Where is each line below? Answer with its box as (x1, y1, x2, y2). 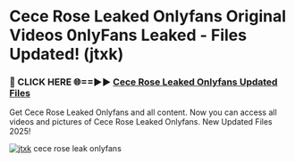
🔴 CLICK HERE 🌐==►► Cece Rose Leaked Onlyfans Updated (9, 76, 278, 88)
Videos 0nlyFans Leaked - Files (9, 25, 248, 45)
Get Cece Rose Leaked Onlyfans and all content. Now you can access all (9, 107, 277, 117)
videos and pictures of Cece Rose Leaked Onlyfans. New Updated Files (9, 117, 273, 127)
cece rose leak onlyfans (33, 143, 122, 154)
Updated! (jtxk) (9, 45, 124, 64)
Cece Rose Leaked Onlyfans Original (9, 6, 286, 27)
